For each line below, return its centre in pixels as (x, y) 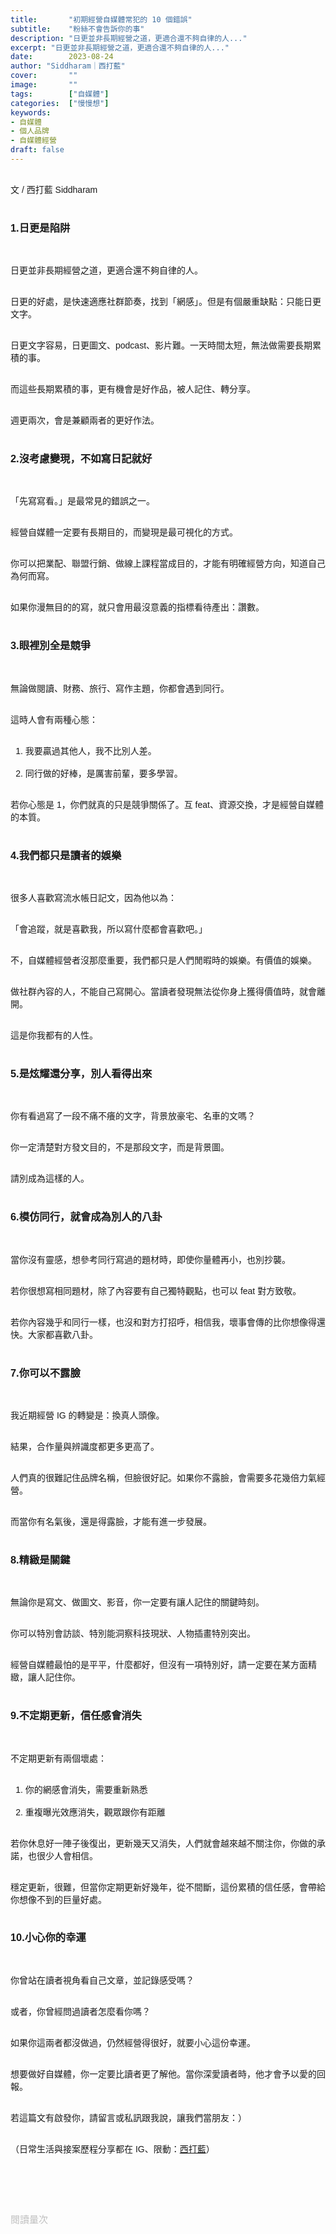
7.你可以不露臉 (45, 1372)
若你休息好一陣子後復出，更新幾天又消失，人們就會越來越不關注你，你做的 (163, 1843)
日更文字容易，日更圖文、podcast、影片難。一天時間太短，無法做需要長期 (161, 345)
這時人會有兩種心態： (54, 719)
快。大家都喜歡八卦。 (54, 1334)
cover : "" (44, 76)
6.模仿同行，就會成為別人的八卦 (86, 1217)
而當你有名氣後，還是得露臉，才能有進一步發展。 (111, 1521)
